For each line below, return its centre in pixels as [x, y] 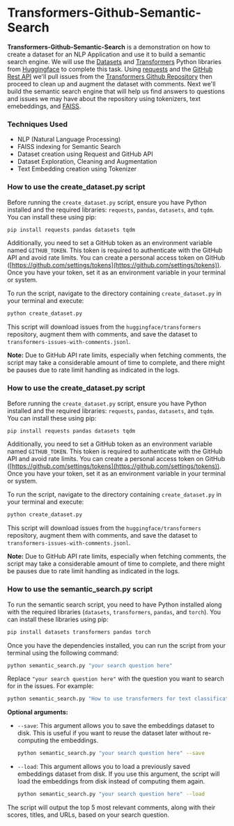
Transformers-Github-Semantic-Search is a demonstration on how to [109, 47]
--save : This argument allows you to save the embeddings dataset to [116, 726]
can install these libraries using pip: [58, 619]
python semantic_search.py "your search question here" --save [111, 754]
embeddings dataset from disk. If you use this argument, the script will [118, 774]
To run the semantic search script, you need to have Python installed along [115, 605]
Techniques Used [38, 124]
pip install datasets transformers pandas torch [79, 632]
